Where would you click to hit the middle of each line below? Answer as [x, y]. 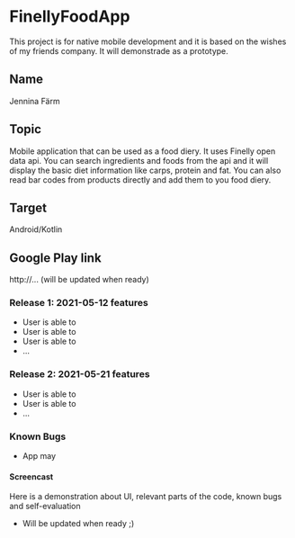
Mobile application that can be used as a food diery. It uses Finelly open [143, 151]
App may [39, 456]
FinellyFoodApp [70, 17]
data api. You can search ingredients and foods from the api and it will [139, 160]
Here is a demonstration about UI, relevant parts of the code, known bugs [146, 497]
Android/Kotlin [36, 229]
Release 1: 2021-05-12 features [79, 303]
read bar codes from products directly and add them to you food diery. [140, 179]
